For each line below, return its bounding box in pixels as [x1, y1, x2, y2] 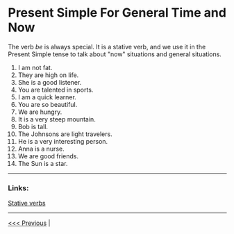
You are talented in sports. [17, 85, 94, 94]
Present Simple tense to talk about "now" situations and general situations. [8, 50, 222, 58]
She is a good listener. [17, 78, 82, 86]
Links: [8, 183, 29, 192]
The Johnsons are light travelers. [17, 130, 113, 138]
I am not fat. [17, 63, 53, 72]
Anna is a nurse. [17, 144, 65, 153]
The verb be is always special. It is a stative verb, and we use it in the [8, 42, 206, 51]
